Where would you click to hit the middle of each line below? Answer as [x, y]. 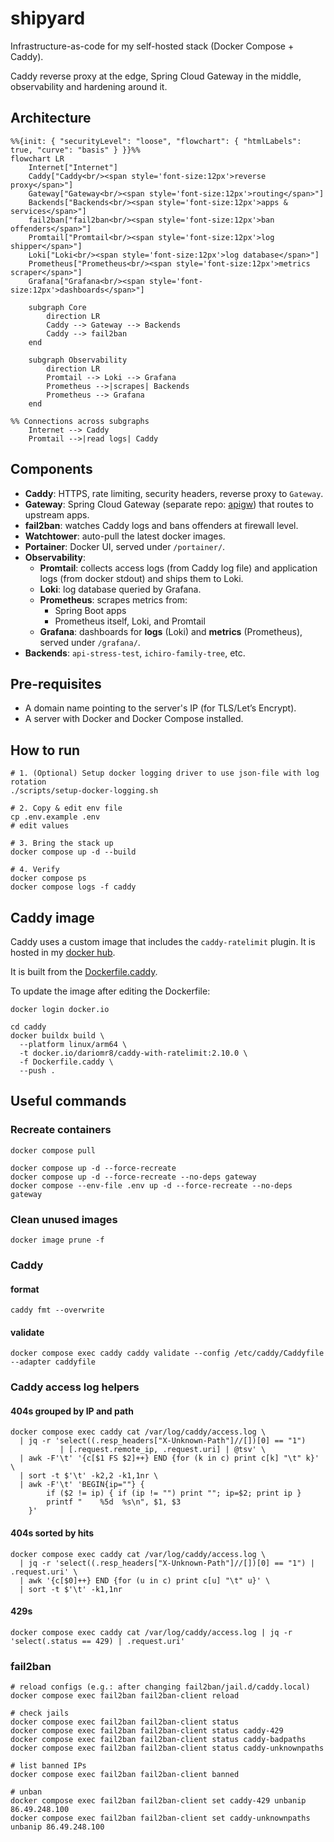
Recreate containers [61, 1130]
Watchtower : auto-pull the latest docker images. [125, 536]
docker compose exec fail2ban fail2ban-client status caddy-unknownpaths [167, 1748]
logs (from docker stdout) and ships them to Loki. [141, 578]
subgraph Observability [78, 360]
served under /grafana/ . [90, 642]
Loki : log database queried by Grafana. [120, 589]
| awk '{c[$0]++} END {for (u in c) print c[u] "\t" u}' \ [145, 1580]
